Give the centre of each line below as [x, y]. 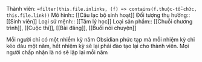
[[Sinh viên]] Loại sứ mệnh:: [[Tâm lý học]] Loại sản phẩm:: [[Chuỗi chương [99, 21]
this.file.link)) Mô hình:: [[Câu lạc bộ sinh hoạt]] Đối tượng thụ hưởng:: [98, 15]
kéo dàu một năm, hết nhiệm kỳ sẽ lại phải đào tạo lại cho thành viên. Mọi [98, 46]
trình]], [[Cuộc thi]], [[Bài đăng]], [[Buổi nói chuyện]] [71, 28]
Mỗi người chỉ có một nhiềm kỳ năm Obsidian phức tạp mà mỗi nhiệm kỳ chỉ [101, 39]
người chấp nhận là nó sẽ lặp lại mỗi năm [57, 52]
